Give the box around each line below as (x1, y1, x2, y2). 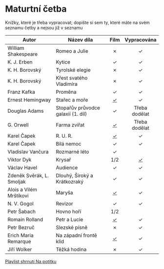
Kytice (56, 59, 71, 65)
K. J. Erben (7, 59, 33, 65)
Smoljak (7, 178, 26, 185)
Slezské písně (56, 224, 88, 230)
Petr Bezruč (7, 224, 35, 230)
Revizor (56, 200, 73, 207)
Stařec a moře (56, 96, 88, 103)
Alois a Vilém (7, 186, 38, 193)
